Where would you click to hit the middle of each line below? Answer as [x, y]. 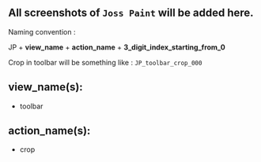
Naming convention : [42, 31]
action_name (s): [49, 131]
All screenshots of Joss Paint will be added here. [131, 13]
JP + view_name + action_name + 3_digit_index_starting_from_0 [117, 47]
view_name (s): [45, 87]
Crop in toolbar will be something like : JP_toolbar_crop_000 [105, 62]
